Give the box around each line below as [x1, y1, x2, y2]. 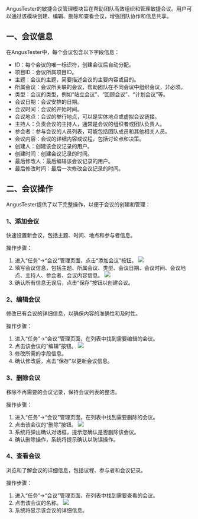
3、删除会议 [6, 374, 41, 382]
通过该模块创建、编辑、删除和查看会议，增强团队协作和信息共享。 [11, 12, 172, 20]
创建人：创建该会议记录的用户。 [14, 142, 93, 149]
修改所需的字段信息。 [14, 350, 67, 357]
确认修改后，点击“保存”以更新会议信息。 [14, 358, 113, 365]
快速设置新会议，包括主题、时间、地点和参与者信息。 [6, 231, 136, 238]
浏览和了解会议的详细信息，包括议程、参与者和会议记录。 [6, 466, 146, 473]
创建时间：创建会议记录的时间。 [14, 150, 93, 157]
